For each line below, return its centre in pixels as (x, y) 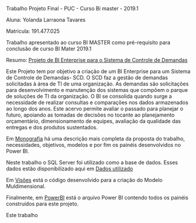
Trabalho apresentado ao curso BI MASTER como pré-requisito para (88, 42)
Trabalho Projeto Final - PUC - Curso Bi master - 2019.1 (72, 8)
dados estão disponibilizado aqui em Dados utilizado (70, 169)
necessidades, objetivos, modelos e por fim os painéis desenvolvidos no (94, 145)
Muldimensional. (26, 186)
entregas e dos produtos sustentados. (52, 127)
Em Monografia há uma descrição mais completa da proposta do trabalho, (96, 139)
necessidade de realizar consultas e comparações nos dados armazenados (97, 102)
